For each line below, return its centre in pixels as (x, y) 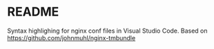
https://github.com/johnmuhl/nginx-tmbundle (71, 37)
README (33, 12)
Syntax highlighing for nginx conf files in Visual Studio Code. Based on (108, 31)
